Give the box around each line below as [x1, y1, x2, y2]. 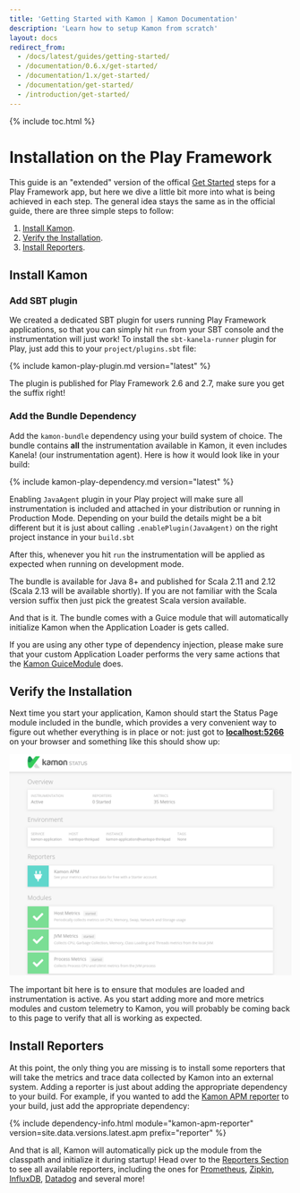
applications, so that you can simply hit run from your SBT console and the [9, 324, 284, 335]
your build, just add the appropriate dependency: [9, 1100, 190, 1111]
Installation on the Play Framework [9, 147, 273, 167]
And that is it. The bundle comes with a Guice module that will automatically [9, 612, 289, 622]
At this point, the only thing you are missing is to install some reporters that [9, 1062, 286, 1073]
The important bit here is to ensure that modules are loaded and [9, 984, 244, 995]
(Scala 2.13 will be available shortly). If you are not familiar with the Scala [9, 585, 278, 596]
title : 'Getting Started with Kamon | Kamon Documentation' [9, 14, 239, 23]
